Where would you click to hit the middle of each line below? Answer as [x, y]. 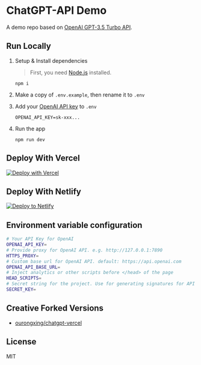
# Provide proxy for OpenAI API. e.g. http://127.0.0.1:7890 [85, 250]
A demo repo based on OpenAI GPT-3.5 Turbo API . [69, 27]
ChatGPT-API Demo [57, 11]
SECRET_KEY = [21, 290]
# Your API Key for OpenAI [40, 239]
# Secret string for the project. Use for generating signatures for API [101, 284]
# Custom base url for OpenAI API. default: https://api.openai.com [94, 261]
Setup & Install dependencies [51, 60]
